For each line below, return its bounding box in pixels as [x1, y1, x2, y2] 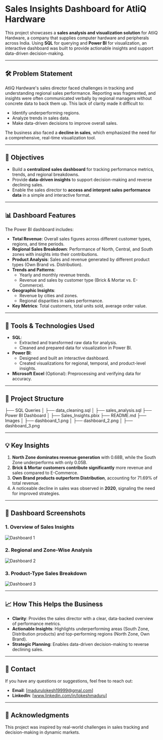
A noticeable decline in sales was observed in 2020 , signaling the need [12, 485, 155, 491]
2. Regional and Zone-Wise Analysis [5, 547, 93, 554]
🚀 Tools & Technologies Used [5, 321, 95, 330]
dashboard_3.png [5, 423, 40, 428]
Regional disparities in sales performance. [19, 298, 103, 304]
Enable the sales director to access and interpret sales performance [12, 187, 151, 193]
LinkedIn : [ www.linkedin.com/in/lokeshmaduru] [12, 692, 108, 698]
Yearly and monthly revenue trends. [19, 272, 91, 278]
